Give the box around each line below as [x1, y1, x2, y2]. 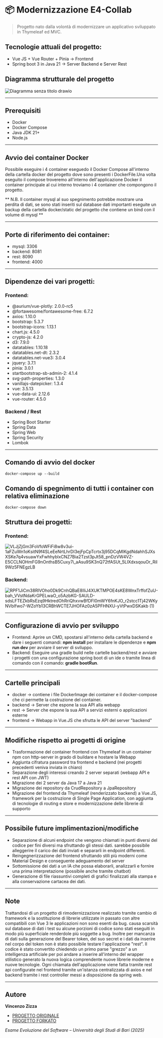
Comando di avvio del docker [5, 458, 96, 467]
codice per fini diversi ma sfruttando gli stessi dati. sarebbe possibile [12, 842, 150, 848]
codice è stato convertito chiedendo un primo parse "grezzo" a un [5, 946, 137, 952]
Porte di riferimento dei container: [5, 231, 110, 239]
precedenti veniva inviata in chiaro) [12, 765, 82, 770]
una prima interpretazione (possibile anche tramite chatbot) [12, 868, 131, 874]
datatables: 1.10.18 [12, 344, 48, 350]
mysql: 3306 [12, 244, 37, 249]
